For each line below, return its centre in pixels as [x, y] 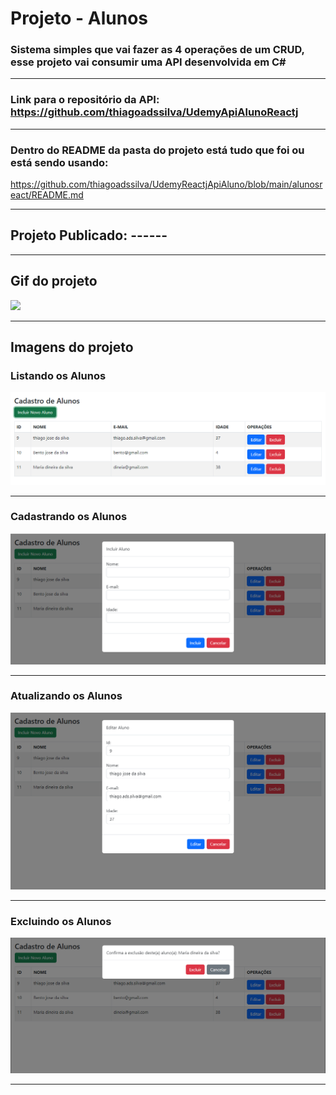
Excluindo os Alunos [61, 921]
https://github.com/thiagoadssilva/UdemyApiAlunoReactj [154, 112]
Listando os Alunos [58, 376]
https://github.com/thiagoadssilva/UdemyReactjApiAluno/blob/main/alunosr [166, 184]
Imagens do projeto [72, 347]
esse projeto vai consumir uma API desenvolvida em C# [148, 62]
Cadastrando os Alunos [69, 517]
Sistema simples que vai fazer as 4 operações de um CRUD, [157, 50]
